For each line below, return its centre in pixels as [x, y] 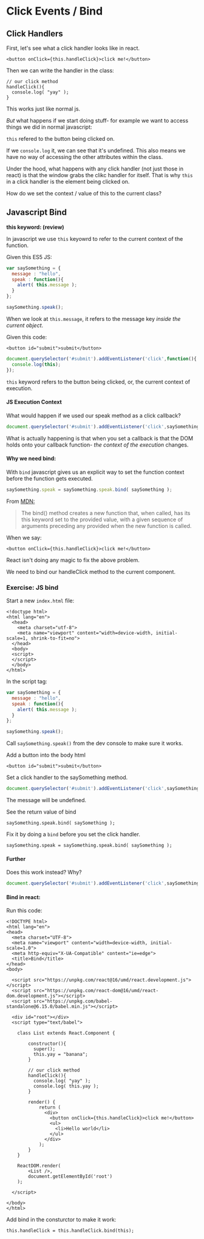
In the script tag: [27, 681]
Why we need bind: [31, 459]
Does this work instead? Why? [44, 873]
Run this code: [24, 911]
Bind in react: [23, 897]
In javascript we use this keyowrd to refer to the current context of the [95, 238]
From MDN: [21, 501]
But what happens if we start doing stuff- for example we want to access [97, 120]
